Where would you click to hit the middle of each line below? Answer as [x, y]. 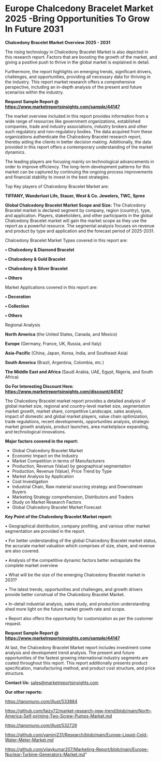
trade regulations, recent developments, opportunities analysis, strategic [77, 421]
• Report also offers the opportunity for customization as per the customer [79, 618]
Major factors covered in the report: [42, 441]
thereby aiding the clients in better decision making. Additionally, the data [78, 142]
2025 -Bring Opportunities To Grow [77, 19]
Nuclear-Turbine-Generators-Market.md [45, 754]
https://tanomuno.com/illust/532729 [41, 725]
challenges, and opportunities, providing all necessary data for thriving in [78, 77]
